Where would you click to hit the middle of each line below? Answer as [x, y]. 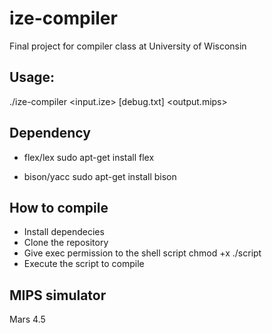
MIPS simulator [58, 295]
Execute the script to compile [84, 264]
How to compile [59, 207]
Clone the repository [66, 243]
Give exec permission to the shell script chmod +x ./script [142, 253]
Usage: [32, 77]
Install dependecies [64, 232]
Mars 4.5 [27, 319]
